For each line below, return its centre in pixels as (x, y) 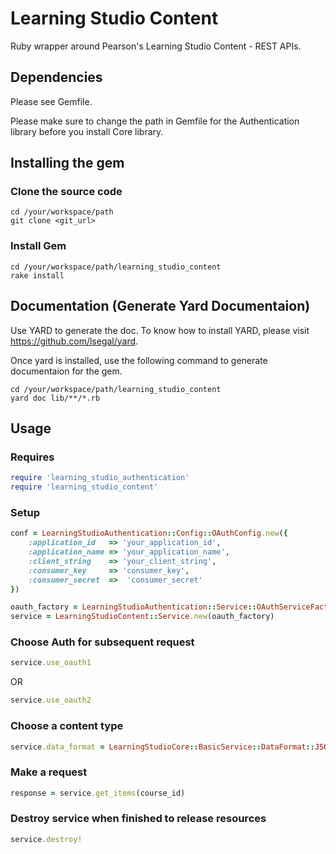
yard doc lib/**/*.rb (55, 398)
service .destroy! (46, 839)
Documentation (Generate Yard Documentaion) (160, 306)
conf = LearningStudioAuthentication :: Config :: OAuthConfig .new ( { (149, 533)
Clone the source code (66, 192)
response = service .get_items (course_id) (98, 793)
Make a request (49, 772)
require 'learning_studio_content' (84, 487)
